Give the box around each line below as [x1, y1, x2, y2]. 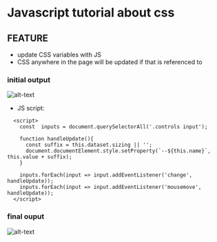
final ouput [7, 212, 45, 221]
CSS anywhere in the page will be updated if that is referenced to [17, 58, 203, 66]
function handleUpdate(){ [19, 136, 94, 143]
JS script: [17, 104, 45, 112]
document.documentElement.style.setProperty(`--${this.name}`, [25, 148, 211, 154]
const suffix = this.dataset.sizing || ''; [25, 141, 153, 149]
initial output [7, 74, 50, 84]
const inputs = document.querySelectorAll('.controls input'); [19, 123, 208, 130]
